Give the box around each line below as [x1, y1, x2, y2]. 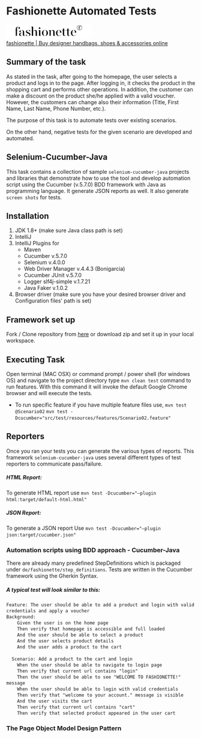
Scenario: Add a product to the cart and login [11, 656, 133, 662]
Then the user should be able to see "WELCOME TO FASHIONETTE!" [17, 674, 181, 680]
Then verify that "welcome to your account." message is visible [17, 692, 184, 698]
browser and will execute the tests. [6, 390, 93, 396]
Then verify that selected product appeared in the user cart [17, 710, 176, 716]
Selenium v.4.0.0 [23, 259, 65, 266]
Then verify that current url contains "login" [17, 668, 138, 674]
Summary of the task [6, 57, 86, 67]
